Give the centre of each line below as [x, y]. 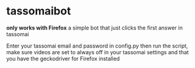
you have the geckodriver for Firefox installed [63, 58]
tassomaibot [39, 11]
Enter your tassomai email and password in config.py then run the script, [97, 46]
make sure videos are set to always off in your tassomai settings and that [98, 52]
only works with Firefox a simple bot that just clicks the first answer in [95, 28]
